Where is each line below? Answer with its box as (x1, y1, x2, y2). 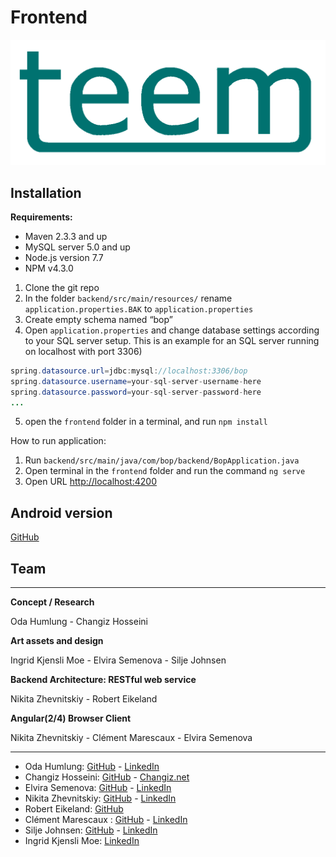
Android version (10, 504, 113, 521)
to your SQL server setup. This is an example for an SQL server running (24, 334, 320, 346)
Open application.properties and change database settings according (24, 324, 320, 336)
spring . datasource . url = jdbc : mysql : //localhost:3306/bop (10, 366, 248, 376)
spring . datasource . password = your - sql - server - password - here (10, 387, 262, 397)
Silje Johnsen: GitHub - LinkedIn (24, 824, 158, 836)
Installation (10, 184, 82, 201)
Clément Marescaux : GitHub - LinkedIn (24, 814, 188, 826)
